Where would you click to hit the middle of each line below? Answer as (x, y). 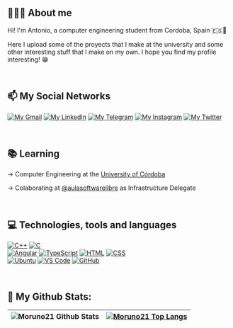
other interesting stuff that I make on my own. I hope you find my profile (112, 52)
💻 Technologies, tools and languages (92, 225)
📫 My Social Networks (59, 96)
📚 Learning (34, 154)
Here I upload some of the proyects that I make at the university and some (115, 44)
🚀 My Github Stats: (50, 296)
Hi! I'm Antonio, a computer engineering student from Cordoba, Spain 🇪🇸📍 (117, 30)
